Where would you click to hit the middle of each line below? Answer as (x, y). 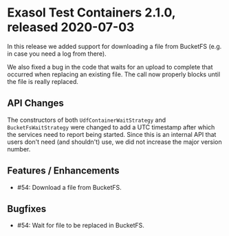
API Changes (35, 104)
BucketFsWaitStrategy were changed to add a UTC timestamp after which (111, 127)
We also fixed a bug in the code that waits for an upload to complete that (110, 67)
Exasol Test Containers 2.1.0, (91, 13)
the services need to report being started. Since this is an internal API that (112, 134)
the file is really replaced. (43, 81)
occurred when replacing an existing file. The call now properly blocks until (114, 74)
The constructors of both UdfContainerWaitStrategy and (87, 120)
